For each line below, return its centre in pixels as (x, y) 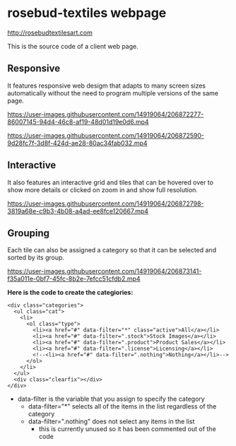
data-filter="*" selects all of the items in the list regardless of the (122, 406)
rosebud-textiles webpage (87, 13)
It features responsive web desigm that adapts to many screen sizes (107, 86)
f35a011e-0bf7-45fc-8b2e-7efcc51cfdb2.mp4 (74, 279)
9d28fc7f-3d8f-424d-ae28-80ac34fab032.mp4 (77, 143)
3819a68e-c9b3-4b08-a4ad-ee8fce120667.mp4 (78, 211)
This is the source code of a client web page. (73, 46)
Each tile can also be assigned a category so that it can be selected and (112, 250)
